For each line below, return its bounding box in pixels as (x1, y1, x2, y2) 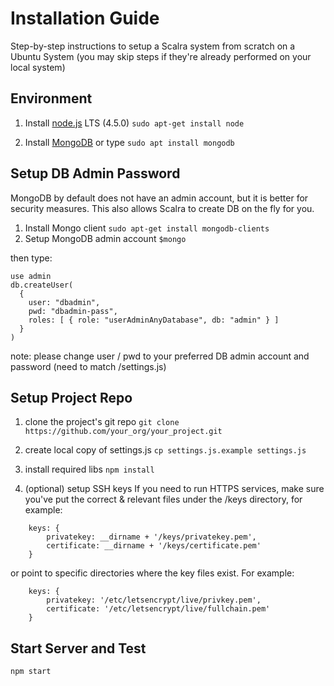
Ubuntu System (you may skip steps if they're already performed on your (10, 50, 312, 62)
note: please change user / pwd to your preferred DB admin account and (10, 350, 310, 362)
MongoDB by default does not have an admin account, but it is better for (10, 192, 309, 204)
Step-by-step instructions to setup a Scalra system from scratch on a (10, 40, 296, 52)
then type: (10, 252, 53, 264)
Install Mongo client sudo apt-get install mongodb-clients (24, 222, 270, 234)
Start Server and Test (10, 640, 147, 657)
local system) (10, 61, 66, 73)
